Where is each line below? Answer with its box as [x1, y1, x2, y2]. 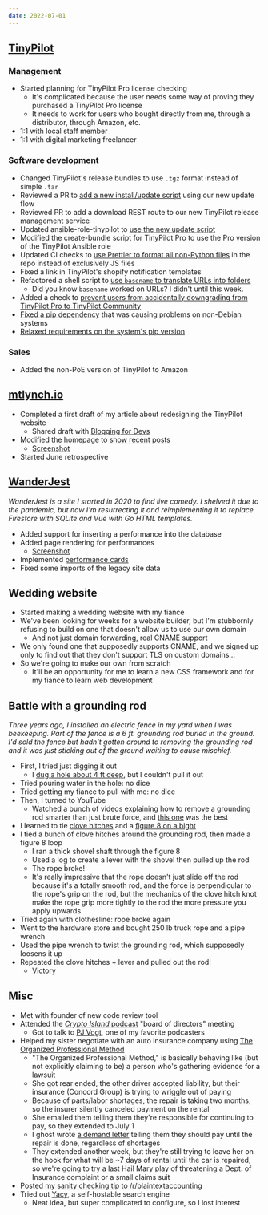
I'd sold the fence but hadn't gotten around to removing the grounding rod [8, 737, 253, 747]
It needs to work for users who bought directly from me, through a [31, 109, 250, 119]
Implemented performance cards [19, 554, 130, 564]
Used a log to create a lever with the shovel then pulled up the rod [31, 855, 250, 865]
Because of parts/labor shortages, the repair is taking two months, [31, 1096, 251, 1105]
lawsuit [31, 1070, 56, 1079]
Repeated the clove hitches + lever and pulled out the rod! [19, 958, 212, 967]
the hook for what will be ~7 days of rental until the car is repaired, [31, 1155, 251, 1164]
